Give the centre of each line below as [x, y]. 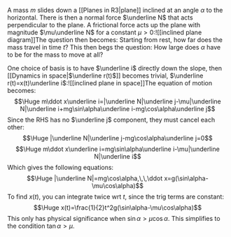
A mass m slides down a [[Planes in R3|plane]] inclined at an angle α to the [115, 10]
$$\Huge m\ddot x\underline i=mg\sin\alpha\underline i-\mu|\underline [118, 149]
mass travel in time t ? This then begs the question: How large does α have [114, 47]
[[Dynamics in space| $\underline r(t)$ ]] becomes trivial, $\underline [105, 76]
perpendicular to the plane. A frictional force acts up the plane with [104, 25]
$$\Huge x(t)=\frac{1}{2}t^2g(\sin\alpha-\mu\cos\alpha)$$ [118, 208]
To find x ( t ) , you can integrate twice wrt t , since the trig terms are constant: [115, 196]
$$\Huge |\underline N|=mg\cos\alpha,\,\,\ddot [95, 178]
